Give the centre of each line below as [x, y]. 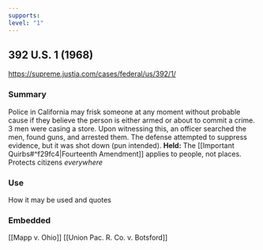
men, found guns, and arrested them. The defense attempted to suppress [128, 137]
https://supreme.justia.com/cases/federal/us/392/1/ [92, 74]
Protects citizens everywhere [56, 162]
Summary [28, 94]
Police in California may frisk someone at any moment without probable [124, 112]
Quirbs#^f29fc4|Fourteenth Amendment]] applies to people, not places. [125, 153]
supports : [24, 15]
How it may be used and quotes [60, 199]
